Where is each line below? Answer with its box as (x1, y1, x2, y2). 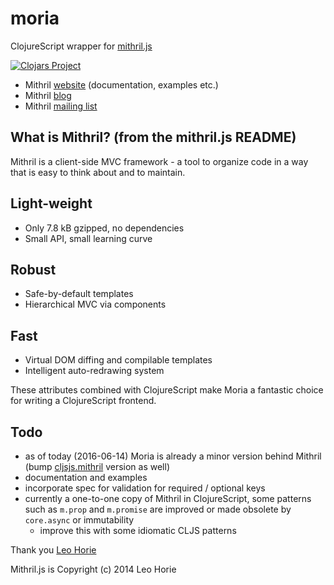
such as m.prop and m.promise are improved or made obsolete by (24, 503, 292, 515)
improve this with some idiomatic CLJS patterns (39, 525, 237, 536)
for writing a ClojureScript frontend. (10, 395, 157, 407)
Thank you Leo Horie (10, 544, 97, 556)
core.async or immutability (24, 514, 135, 526)
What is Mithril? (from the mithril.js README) (10, 129, 297, 146)
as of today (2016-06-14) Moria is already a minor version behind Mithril (24, 450, 322, 462)
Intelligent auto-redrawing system (24, 365, 165, 377)
